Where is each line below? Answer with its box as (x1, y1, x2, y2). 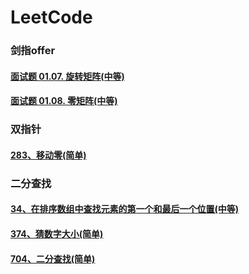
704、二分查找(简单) (10, 252, 96, 265)
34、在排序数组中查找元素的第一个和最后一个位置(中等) (10, 203, 240, 215)
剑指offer (10, 44, 56, 58)
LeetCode (10, 6, 93, 29)
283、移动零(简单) (10, 149, 87, 161)
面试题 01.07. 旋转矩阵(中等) (10, 70, 125, 82)
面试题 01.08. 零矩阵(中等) (10, 95, 118, 107)
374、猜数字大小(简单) (10, 227, 104, 240)
